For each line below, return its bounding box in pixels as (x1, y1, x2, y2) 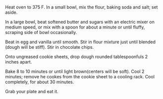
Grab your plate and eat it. (5, 89, 58, 94)
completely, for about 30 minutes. (5, 79, 74, 85)
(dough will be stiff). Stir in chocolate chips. (5, 44, 94, 50)
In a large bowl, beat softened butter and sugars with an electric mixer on (5, 19, 155, 25)
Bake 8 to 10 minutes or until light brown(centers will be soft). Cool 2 (5, 68, 145, 74)
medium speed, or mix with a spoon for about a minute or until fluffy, (5, 24, 145, 30)
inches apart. (5, 59, 32, 65)
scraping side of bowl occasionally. (5, 30, 77, 35)
